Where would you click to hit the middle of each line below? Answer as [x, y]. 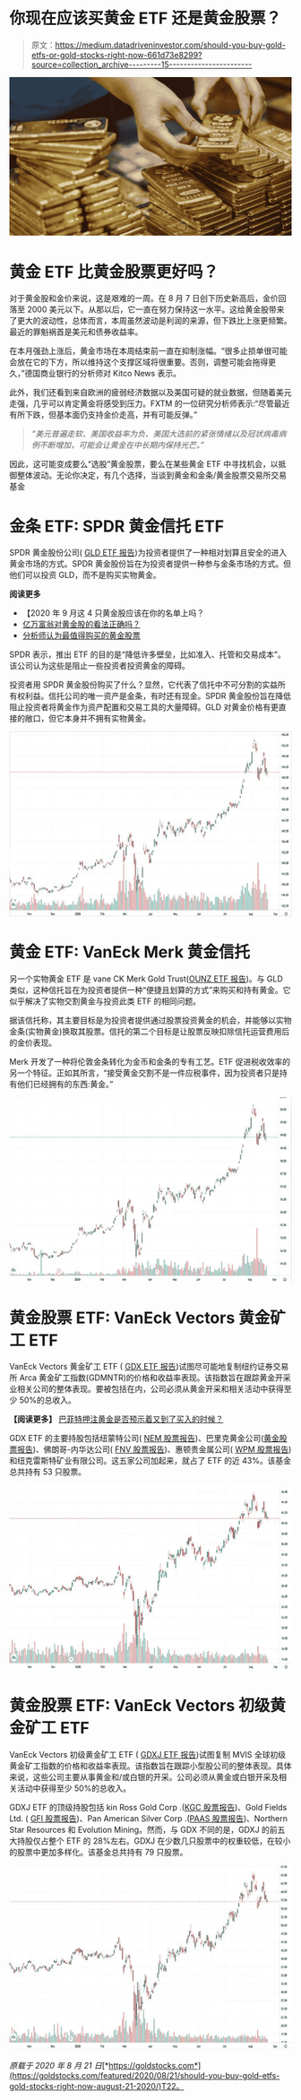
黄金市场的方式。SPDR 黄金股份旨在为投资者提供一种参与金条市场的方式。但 [150, 564]
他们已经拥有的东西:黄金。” [65, 1084]
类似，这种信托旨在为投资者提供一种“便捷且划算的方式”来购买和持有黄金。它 [150, 990]
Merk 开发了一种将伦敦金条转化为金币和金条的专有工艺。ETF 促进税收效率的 [150, 1061]
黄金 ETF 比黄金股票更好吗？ [114, 272]
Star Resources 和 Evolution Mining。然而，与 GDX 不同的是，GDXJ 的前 [143, 1830]
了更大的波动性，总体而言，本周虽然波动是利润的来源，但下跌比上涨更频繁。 [150, 321]
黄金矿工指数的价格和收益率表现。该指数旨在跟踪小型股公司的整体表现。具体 [150, 1766]
